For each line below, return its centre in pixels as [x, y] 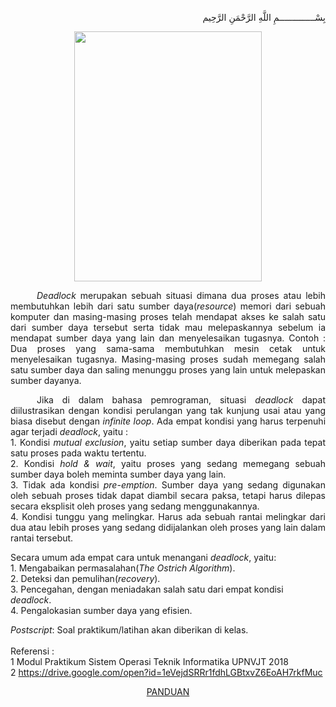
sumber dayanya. [46, 380]
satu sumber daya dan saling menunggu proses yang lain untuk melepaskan [168, 370]
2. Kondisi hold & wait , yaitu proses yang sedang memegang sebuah [168, 463]
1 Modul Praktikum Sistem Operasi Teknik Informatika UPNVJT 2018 [149, 661]
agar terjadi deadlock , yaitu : [69, 431]
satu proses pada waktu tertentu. [78, 453]
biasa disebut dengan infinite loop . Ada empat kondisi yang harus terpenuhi [168, 421]
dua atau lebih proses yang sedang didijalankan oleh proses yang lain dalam [168, 527]
